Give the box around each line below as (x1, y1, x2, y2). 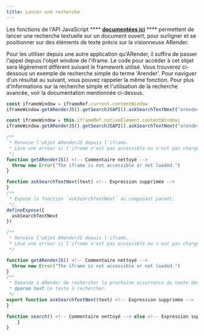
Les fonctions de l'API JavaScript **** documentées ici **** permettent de (6, 26, 194, 33)
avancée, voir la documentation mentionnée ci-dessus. (6, 89, 144, 96)
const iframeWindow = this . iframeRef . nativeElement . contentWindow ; (6, 117, 181, 123)
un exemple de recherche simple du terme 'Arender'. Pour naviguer (29, 69, 197, 77)
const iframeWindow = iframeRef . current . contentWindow (6, 101, 148, 107)
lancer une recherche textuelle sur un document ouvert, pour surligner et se (6, 32, 196, 39)
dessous (6, 69, 28, 77)
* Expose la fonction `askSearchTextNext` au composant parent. (8, 196, 175, 202)
